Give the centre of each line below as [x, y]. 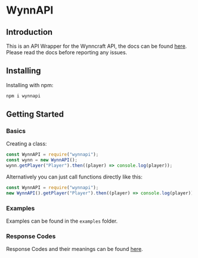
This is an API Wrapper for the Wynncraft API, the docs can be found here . [97, 46]
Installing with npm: [30, 85]
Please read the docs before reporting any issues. [67, 52]
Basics [16, 131]
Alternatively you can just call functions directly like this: [74, 177]
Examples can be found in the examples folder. [62, 221]
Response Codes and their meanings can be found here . [75, 249]
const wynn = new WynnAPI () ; [42, 160]
